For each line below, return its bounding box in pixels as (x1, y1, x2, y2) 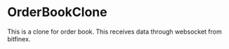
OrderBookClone (7, 4, 107, 20)
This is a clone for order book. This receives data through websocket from (7, 27, 223, 36)
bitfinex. (7, 34, 31, 43)
